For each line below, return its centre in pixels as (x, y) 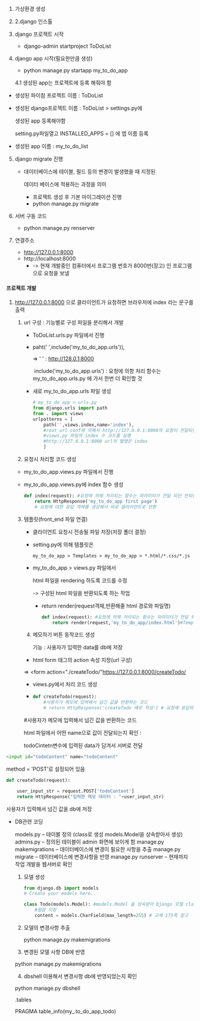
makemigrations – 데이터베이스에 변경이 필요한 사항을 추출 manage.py (98, 849)
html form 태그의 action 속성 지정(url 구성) (82, 660)
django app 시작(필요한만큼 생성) (54, 58)
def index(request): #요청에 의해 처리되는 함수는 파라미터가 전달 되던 (102, 496)
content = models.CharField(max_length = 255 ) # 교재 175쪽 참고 (112, 916)
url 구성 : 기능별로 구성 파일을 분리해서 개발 (74, 323)
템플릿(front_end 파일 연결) (56, 519)
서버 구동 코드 (31, 216)
